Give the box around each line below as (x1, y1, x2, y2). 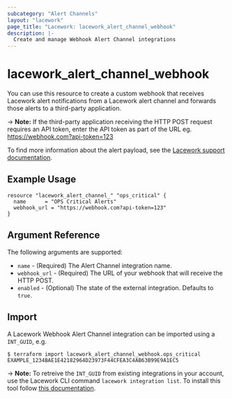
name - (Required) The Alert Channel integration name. (17, 261, 173, 269)
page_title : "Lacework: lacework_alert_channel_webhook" (7, 23, 176, 30)
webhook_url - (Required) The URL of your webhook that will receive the (17, 269, 223, 277)
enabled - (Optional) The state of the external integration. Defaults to (17, 283, 214, 292)
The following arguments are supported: (7, 248, 123, 256)
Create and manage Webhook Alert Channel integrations (13, 36, 176, 43)
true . (17, 291, 33, 299)
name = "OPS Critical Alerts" (13, 198, 117, 205)
